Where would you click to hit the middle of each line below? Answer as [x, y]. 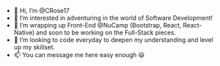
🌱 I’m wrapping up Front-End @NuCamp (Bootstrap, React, [98, 25]
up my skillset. [34, 47]
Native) [24, 32]
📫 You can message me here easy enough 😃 [79, 55]
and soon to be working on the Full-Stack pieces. [106, 32]
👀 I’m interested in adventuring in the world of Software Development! [113, 18]
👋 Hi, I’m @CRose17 [42, 11]
